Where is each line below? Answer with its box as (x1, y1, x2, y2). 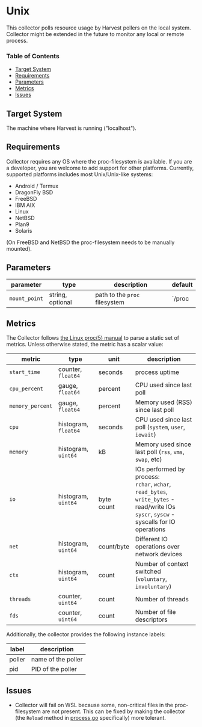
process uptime (135, 368, 179, 376)
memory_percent (9, 403, 53, 410)
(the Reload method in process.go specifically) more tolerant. (14, 714, 167, 722)
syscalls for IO (135, 518, 176, 526)
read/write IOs (135, 503, 176, 511)
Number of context (135, 560, 189, 568)
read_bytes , (135, 488, 168, 496)
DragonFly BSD (14, 188, 54, 196)
